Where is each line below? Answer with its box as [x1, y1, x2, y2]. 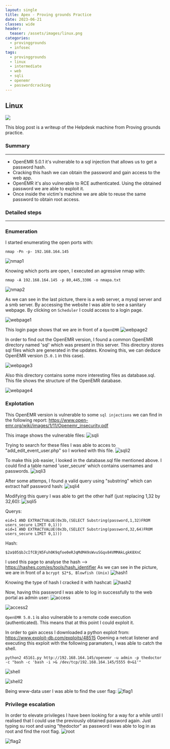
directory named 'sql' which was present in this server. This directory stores [5, 342, 164, 348]
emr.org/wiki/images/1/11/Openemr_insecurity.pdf [5, 422, 109, 428]
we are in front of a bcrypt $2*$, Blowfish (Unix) [5, 569, 110, 575]
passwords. [5, 468, 29, 474]
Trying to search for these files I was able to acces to [5, 442, 116, 448]
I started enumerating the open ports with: [5, 239, 94, 245]
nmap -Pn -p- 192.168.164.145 [5, 249, 69, 255]
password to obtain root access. [12, 196, 80, 202]
